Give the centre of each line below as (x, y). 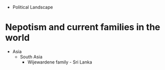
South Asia (31, 57)
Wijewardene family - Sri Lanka (60, 62)
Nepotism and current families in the (83, 27)
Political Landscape (33, 7)
